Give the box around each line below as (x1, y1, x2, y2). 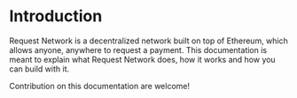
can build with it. (9, 64, 69, 74)
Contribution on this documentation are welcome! (9, 80, 191, 91)
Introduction (9, 6, 103, 26)
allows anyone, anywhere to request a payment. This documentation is (9, 44, 268, 55)
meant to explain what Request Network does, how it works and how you (9, 54, 277, 64)
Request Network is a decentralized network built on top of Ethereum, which (9, 35, 288, 46)
